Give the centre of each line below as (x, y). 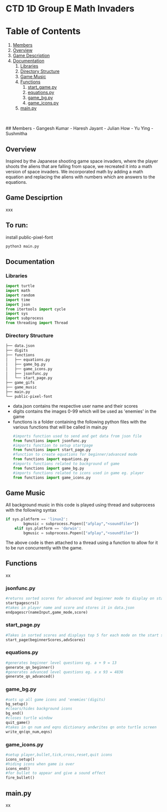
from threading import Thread (37, 323)
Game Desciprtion (34, 198)
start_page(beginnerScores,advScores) (46, 640)
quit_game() (18, 722)
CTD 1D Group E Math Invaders (70, 9)
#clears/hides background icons (39, 709)
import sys (17, 314)
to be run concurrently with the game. (44, 547)
